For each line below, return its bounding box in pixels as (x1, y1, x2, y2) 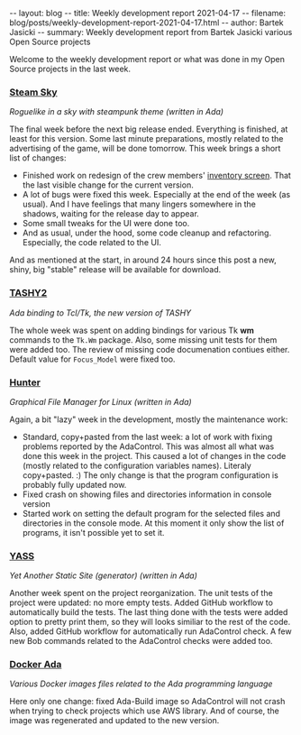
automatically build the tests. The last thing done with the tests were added (9, 607, 288, 618)
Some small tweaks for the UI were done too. (22, 218, 190, 229)
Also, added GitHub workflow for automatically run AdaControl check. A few (9, 626, 292, 637)
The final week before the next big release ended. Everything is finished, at (9, 124, 288, 134)
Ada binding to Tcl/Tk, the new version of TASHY (9, 307, 192, 318)
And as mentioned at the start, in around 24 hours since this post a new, (9, 254, 277, 265)
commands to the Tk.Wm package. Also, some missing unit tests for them (9, 334, 278, 345)
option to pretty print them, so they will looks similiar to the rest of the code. (9, 617, 291, 628)
